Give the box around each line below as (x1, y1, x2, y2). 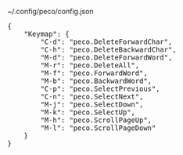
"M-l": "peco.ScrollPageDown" (40, 124, 156, 132)
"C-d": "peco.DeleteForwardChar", (40, 38, 173, 46)
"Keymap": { (23, 30, 70, 38)
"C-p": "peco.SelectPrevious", (40, 85, 160, 93)
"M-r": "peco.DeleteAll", (40, 61, 140, 70)
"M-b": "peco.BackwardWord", (40, 77, 152, 85)
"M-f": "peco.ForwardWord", (40, 69, 148, 77)
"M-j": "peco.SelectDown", (40, 100, 144, 109)
